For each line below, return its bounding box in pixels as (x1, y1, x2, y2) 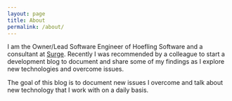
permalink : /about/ (7, 23, 65, 30)
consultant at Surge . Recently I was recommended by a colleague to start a (7, 50, 225, 58)
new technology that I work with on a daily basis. (7, 86, 149, 95)
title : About (7, 17, 46, 24)
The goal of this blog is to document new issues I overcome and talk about (7, 79, 224, 87)
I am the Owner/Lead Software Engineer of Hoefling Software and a (7, 43, 203, 51)
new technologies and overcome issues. (7, 65, 124, 74)
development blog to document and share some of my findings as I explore (7, 58, 225, 66)
